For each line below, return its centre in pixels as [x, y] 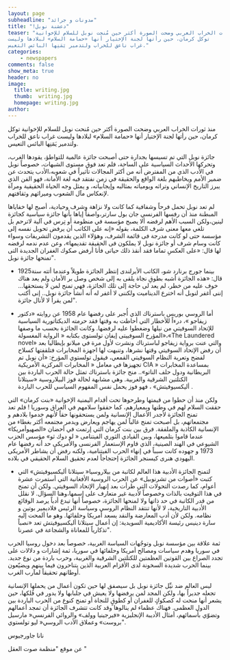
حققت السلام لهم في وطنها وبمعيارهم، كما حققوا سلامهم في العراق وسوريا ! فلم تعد [114, 407]
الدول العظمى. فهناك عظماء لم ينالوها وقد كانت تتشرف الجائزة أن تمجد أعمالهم [108, 607]
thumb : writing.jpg [43, 97]
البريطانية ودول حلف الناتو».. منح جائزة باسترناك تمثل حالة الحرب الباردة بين [114, 372]
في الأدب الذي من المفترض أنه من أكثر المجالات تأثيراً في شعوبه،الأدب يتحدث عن [111, 171]
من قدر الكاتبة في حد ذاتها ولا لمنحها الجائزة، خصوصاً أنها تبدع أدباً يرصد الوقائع [116, 500]
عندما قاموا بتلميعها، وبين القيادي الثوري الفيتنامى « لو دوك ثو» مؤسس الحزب [106, 436]
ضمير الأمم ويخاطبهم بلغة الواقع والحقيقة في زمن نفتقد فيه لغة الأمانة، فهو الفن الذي [115, 179]
